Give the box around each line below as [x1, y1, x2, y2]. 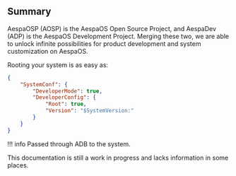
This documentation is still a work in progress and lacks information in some [7, 153, 229, 162]
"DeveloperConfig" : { [33, 94, 97, 101]
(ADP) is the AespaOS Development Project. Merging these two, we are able [7, 32, 230, 40]
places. [7, 160, 29, 169]
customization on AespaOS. [7, 47, 88, 55]
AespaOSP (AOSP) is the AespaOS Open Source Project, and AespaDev [7, 24, 217, 33]
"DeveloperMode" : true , [33, 88, 102, 95]
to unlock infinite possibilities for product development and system [7, 39, 201, 48]
